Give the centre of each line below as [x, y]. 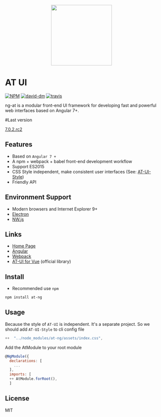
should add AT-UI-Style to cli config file [45, 329]
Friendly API [24, 182]
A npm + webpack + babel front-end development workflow [72, 161]
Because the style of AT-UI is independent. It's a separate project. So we [78, 324]
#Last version [19, 120]
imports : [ [20, 374]
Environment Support [38, 197]
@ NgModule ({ [17, 356]
